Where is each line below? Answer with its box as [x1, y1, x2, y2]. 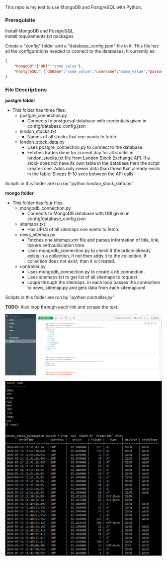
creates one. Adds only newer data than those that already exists [27, 166, 161, 172]
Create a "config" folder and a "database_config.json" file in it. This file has [5, 43, 159, 49]
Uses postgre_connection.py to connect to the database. [27, 144, 144, 150]
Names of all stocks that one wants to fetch [27, 134, 116, 140]
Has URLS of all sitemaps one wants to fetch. [27, 227, 120, 233]
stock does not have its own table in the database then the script [27, 160, 160, 166]
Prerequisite [5, 16, 36, 23]
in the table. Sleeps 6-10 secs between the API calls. [27, 171, 135, 177]
